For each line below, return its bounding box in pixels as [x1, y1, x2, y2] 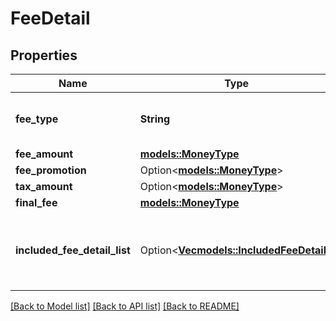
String [139, 112, 171, 126]
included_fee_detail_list [15, 243, 131, 257]
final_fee [15, 196, 58, 209]
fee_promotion [15, 163, 87, 177]
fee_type [15, 112, 59, 126]
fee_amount [15, 147, 74, 161]
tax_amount [15, 180, 73, 193]
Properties [10, 47, 78, 64]
